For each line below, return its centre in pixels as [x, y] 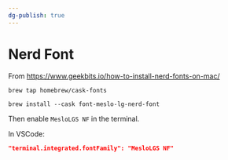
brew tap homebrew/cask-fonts [58, 90]
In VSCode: [26, 133]
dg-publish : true [37, 15]
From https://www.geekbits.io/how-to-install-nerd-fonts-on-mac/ [114, 76]
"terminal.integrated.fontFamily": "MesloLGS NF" [91, 148]
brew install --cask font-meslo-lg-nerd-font [84, 104]
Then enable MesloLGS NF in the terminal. [74, 118]
